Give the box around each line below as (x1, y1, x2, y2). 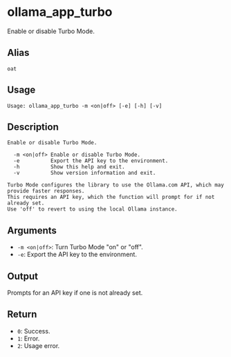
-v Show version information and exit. (13, 170, 156, 177)
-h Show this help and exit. (13, 164, 126, 171)
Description (7, 121, 59, 133)
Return (7, 309, 37, 320)
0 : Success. (17, 327, 50, 335)
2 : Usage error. (17, 341, 60, 349)
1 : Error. (17, 334, 40, 342)
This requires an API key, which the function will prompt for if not (7, 194, 215, 201)
